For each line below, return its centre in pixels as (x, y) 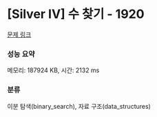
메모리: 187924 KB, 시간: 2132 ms (53, 70)
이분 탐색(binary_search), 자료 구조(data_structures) (79, 106)
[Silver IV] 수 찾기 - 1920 (76, 14)
